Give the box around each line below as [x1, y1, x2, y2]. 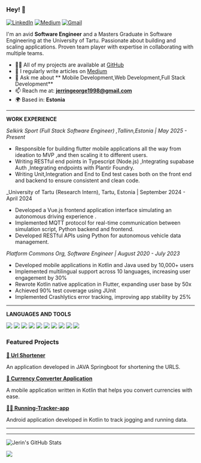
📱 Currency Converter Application [6, 374, 93, 382]
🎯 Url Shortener [6, 352, 46, 359]
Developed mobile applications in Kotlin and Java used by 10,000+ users [14, 262, 194, 269]
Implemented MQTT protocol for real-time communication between [14, 219, 181, 226]
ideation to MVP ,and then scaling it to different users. [14, 152, 148, 159]
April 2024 [6, 195, 33, 202]
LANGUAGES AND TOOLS [6, 311, 71, 318]
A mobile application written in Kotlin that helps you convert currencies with [6, 386, 193, 394]
